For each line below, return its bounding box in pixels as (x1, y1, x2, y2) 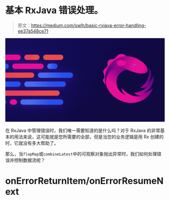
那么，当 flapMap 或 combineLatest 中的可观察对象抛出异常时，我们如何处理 (5, 150, 157, 157)
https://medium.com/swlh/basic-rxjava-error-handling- (31, 22, 146, 28)
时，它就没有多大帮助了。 (5, 140, 59, 146)
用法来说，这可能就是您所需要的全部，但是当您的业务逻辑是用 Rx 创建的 (14, 134, 164, 140)
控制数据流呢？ (14, 157, 46, 163)
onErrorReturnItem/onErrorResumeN (5, 175, 164, 186)
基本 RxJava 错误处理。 (5, 5, 103, 16)
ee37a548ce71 (17, 28, 49, 34)
